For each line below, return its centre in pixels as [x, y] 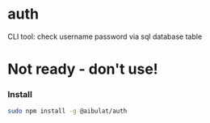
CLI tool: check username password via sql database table [105, 36]
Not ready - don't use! [83, 69]
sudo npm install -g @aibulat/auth [67, 111]
